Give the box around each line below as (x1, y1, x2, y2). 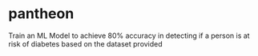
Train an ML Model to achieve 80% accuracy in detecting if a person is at (8, 31, 250, 40)
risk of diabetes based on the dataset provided (8, 39, 163, 48)
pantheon (8, 5, 75, 23)
